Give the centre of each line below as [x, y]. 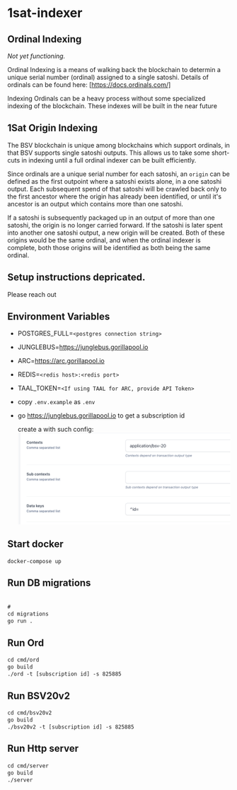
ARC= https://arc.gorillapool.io [61, 361]
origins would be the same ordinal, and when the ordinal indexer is [104, 240]
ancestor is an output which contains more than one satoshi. [96, 204]
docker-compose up [34, 561]
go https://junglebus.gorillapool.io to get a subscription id [101, 415]
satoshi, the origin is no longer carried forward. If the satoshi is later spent [115, 225]
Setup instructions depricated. [76, 277]
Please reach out [32, 294]
